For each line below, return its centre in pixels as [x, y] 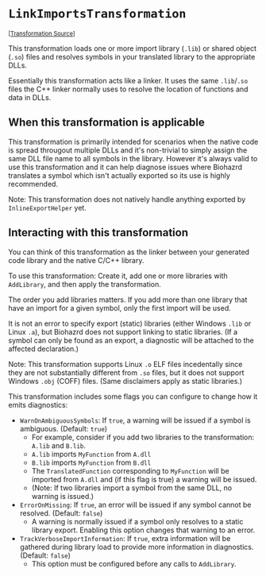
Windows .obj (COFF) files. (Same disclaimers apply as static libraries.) [125, 381]
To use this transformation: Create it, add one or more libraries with [118, 276]
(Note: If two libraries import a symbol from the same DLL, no [132, 488]
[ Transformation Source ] [42, 33]
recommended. [33, 184]
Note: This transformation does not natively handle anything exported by [127, 199]
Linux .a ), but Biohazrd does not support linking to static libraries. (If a [123, 331]
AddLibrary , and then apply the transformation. [85, 284]
